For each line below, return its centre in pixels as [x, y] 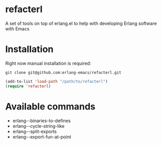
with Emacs [17, 28]
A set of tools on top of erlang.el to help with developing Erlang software [81, 23]
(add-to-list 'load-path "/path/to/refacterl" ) [57, 81]
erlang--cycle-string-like [39, 126]
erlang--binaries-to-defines [42, 121]
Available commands [50, 106]
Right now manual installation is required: [48, 63]
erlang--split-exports [35, 131]
